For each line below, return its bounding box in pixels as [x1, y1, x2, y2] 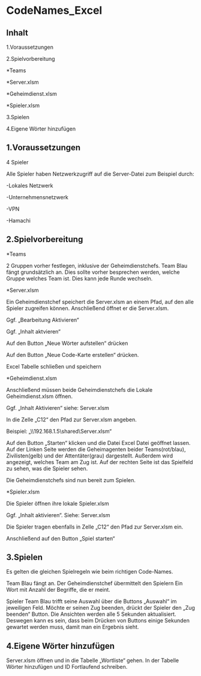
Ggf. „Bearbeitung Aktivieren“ [6, 316, 79, 323]
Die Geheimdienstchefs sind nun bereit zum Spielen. [6, 476, 136, 483]
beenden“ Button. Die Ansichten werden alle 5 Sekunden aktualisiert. [6, 610, 176, 618]
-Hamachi [6, 217, 31, 224]
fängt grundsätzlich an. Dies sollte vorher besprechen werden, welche [6, 268, 180, 276]
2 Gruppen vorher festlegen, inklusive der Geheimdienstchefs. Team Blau [6, 262, 188, 269]
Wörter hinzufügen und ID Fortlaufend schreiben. [6, 663, 128, 671]
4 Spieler [6, 158, 29, 166]
